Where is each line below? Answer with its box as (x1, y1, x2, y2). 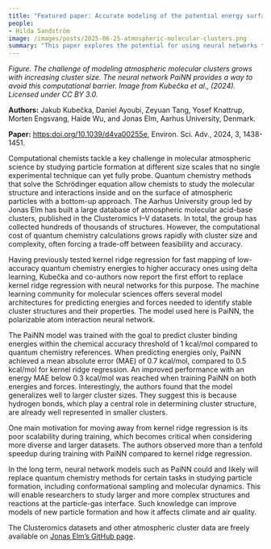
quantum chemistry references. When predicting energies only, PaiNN (8, 347, 242, 357)
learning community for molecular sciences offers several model (8, 289, 223, 299)
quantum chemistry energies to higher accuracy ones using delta (40, 264, 258, 273)
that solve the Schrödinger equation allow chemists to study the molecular (8, 179, 256, 189)
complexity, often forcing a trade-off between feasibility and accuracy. (8, 239, 244, 249)
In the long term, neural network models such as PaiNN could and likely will (8, 464, 259, 474)
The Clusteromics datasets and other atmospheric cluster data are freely (8, 523, 250, 533)
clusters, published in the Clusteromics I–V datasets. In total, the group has (8, 214, 257, 223)
